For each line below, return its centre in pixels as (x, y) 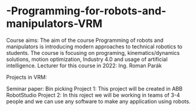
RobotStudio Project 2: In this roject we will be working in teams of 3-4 (93, 95)
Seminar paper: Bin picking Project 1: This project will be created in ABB (94, 88)
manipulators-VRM (54, 24)
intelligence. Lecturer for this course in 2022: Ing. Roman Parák (84, 65)
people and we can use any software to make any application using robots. (99, 101)
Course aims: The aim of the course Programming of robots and (85, 40)
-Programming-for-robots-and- (86, 11)
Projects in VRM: (27, 77)
